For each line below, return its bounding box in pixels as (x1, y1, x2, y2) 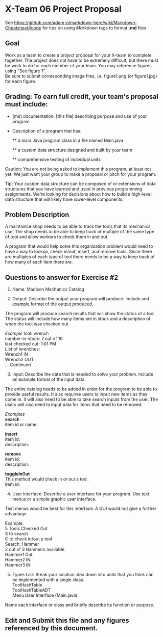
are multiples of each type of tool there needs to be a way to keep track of (5, 254, 155, 260)
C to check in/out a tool (5, 536, 52, 542)
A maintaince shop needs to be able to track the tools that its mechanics (5, 223, 151, 229)
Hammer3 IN (5, 562, 31, 568)
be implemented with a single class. (12, 577, 85, 583)
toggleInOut (5, 471, 30, 477)
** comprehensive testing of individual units (12, 156, 101, 162)
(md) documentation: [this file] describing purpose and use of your (12, 113, 147, 119)
